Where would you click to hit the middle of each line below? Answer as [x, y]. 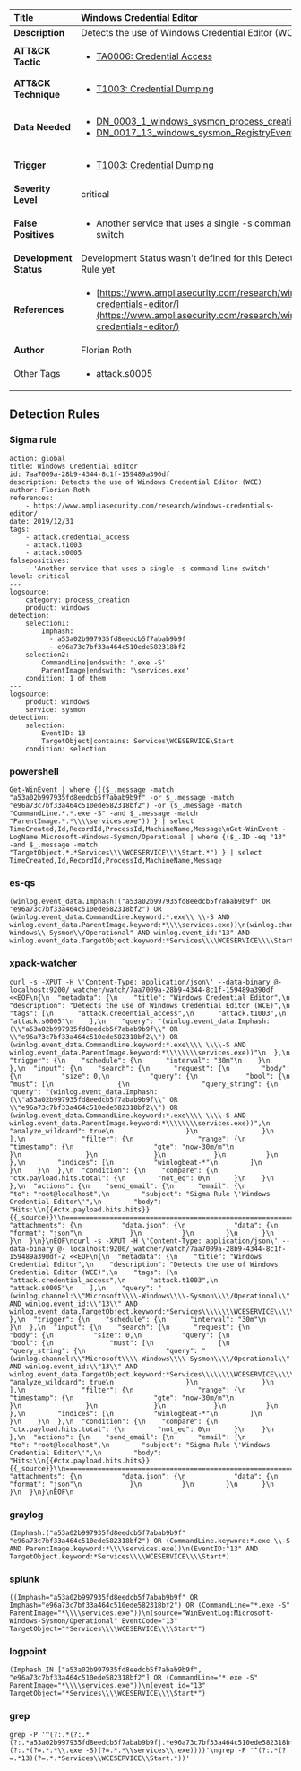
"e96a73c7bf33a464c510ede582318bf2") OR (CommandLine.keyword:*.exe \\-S [150, 1541]
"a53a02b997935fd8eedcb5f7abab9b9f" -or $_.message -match [122, 797]
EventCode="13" [150, 1621]
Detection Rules [55, 415]
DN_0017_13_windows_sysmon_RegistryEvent [195, 132]
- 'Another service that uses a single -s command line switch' [148, 569]
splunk [25, 1579]
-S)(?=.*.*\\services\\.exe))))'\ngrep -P [166, 1750]
